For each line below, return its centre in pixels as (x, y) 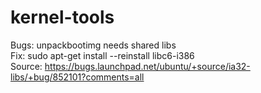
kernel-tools (62, 17)
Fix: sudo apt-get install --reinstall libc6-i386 (102, 55)
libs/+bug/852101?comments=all (77, 77)
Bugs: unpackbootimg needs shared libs (93, 45)
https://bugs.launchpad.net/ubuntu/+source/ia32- (147, 66)
